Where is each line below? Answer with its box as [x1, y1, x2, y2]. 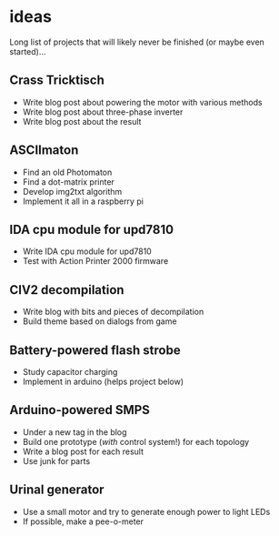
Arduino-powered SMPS [9, 402, 150, 418]
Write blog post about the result [22, 116, 142, 126]
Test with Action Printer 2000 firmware [22, 256, 169, 267]
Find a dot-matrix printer [22, 176, 115, 187]
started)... [9, 46, 46, 56]
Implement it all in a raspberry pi [22, 196, 144, 207]
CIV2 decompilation [9, 282, 125, 298]
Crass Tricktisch [9, 73, 105, 88]
